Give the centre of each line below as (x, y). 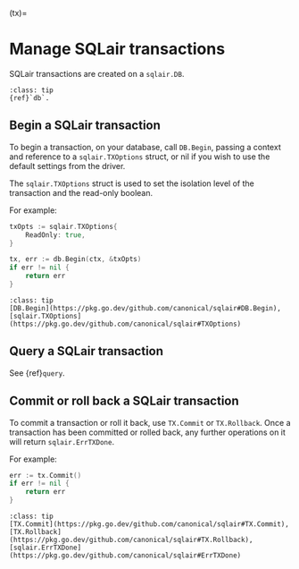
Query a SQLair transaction (86, 351)
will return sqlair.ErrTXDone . (62, 441)
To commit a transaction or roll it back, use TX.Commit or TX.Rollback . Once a (150, 422)
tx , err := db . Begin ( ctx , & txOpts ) (75, 259)
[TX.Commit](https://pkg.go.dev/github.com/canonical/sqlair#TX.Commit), (149, 524)
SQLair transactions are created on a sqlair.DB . (97, 73)
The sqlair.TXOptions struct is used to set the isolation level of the (132, 183)
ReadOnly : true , (56, 235)
